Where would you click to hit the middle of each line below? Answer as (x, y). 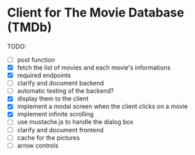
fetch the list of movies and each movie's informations (94, 68)
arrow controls (38, 145)
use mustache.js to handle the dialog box (75, 122)
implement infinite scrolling (55, 114)
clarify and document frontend (60, 130)
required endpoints (44, 75)
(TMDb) (30, 27)
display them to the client (53, 99)
